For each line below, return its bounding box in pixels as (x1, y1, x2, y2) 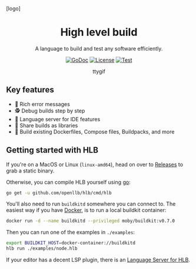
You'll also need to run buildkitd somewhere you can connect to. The (6, 200, 176, 208)
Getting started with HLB (6, 145, 99, 155)
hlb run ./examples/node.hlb (6, 245, 78, 252)
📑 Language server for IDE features (14, 115, 101, 122)
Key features (6, 85, 54, 95)
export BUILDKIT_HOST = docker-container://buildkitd (6, 240, 135, 246)
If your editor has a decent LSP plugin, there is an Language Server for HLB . (6, 256, 190, 264)
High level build (60, 26, 138, 39)
